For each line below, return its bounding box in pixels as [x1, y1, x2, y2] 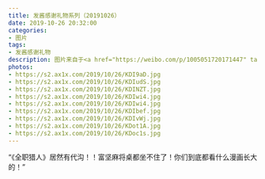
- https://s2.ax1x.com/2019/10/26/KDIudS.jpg [8, 78, 161, 86]
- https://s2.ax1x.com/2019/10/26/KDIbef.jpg [8, 108, 161, 116]
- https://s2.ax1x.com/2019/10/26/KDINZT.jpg [8, 85, 161, 93]
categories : [8, 26, 47, 34]
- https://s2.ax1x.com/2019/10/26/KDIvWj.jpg [8, 115, 161, 123]
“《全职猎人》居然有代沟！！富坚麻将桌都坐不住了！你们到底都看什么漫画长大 [8, 152, 258, 162]
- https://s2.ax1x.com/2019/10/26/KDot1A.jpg [8, 122, 161, 130]
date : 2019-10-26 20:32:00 [8, 19, 97, 27]
